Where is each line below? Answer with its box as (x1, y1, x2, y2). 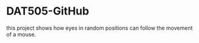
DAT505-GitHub (6, 4, 89, 18)
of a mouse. (6, 30, 36, 38)
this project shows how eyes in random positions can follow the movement (6, 24, 193, 31)
